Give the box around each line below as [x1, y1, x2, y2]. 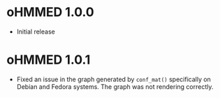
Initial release [16, 27, 55, 36]
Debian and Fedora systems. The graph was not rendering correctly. [16, 82, 214, 91]
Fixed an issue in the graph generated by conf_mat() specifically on [16, 75, 211, 83]
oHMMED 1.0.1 [6, 52, 91, 68]
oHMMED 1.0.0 [6, 4, 95, 20]
